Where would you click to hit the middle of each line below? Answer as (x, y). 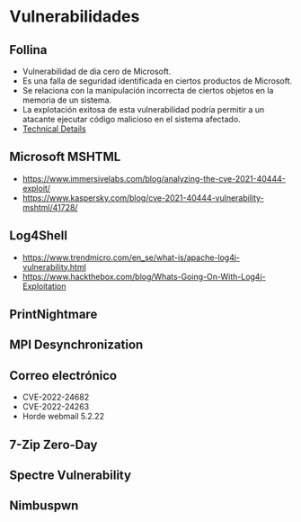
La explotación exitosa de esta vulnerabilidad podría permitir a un (143, 109)
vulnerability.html (54, 266)
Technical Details (54, 129)
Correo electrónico (63, 375)
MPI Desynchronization (76, 345)
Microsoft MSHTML (65, 157)
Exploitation (44, 286)
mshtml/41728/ (50, 207)
